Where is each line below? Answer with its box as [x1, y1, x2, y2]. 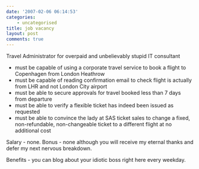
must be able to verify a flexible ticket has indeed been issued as [14, 102, 174, 109]
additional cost [14, 127, 52, 134]
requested [14, 108, 40, 115]
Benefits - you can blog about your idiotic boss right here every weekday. [6, 157, 186, 163]
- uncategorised [17, 20, 58, 25]
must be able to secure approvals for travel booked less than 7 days [14, 90, 181, 96]
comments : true [6, 36, 44, 42]
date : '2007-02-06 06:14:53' [6, 8, 78, 15]
